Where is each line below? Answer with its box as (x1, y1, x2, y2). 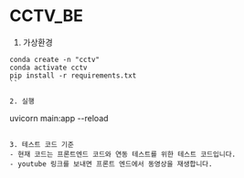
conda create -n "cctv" (9, 55, 101, 64)
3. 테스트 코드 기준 (9, 140, 75, 149)
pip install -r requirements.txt (9, 70, 137, 80)
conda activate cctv (9, 63, 89, 72)
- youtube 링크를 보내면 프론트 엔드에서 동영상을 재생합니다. (9, 159, 213, 169)
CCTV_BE (9, 5, 84, 26)
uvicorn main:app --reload (9, 112, 109, 123)
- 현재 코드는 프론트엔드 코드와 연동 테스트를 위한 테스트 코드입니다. (9, 150, 236, 159)
